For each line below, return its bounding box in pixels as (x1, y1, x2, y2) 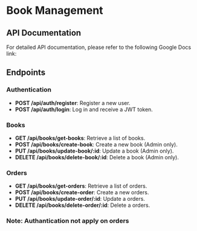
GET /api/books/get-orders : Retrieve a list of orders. (15, 182, 147, 190)
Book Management (6, 4, 104, 17)
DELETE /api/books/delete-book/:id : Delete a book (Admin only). (15, 153, 179, 160)
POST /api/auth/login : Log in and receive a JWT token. (15, 106, 153, 113)
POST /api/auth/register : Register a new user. (15, 99, 131, 106)
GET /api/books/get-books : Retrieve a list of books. (15, 134, 146, 142)
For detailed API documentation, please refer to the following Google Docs (6, 43, 192, 51)
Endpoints (6, 68, 46, 78)
